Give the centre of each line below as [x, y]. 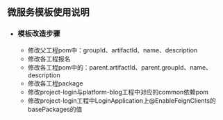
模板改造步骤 [39, 34]
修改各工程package [55, 83]
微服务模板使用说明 [48, 12]
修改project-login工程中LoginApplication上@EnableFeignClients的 [122, 100]
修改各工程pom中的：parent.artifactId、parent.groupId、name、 [119, 67]
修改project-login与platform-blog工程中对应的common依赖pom [118, 92]
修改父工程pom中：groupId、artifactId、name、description [113, 50]
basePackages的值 [55, 109]
